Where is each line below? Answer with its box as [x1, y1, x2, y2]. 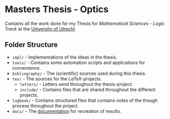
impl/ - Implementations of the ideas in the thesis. [12, 54, 118, 60]
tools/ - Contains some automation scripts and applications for [12, 59, 146, 66]
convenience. [12, 65, 41, 71]
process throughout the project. [12, 103, 79, 109]
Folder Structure [5, 41, 58, 49]
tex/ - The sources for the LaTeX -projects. [12, 75, 102, 82]
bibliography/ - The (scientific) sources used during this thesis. [12, 70, 147, 76]
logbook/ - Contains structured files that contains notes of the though [12, 97, 158, 103]
